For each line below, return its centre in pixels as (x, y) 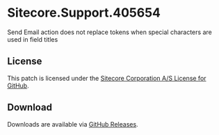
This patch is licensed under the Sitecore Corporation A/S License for (107, 78)
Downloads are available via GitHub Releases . (73, 124)
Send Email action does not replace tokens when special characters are (109, 32)
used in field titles (33, 39)
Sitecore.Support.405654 (84, 13)
